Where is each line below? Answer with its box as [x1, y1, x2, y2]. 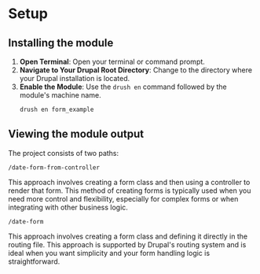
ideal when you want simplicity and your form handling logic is [8, 248, 211, 257]
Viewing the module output [8, 128, 144, 141]
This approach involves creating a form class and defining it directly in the [8, 231, 248, 241]
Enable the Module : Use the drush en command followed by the [19, 82, 227, 91]
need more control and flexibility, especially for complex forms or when [8, 194, 239, 203]
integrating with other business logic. [8, 202, 128, 212]
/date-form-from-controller [8, 163, 101, 172]
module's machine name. [19, 91, 101, 99]
